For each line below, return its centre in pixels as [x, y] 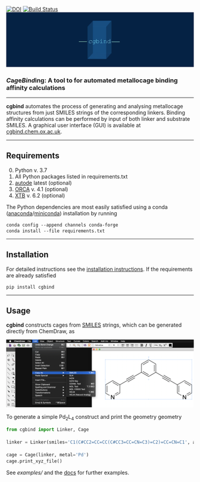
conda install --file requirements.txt [56, 231]
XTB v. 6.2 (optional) [40, 195]
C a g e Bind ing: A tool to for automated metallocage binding [92, 80]
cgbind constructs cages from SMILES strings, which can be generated [94, 325]
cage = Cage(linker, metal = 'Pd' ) [48, 455]
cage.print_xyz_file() [34, 461]
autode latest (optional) [43, 183]
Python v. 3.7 [31, 170]
